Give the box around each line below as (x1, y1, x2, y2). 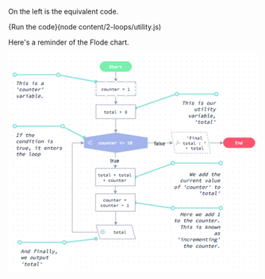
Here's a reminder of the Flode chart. (8, 37, 129, 47)
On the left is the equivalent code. (8, 7, 119, 16)
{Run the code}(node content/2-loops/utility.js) (8, 22, 162, 31)
